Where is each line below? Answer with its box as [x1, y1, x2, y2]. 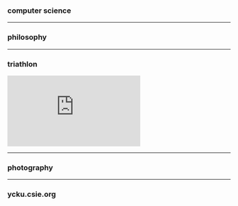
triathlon [7, 59, 38, 69]
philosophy [7, 33, 47, 42]
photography [7, 162, 53, 172]
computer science [7, 6, 72, 16]
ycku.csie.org [7, 190, 57, 200]
